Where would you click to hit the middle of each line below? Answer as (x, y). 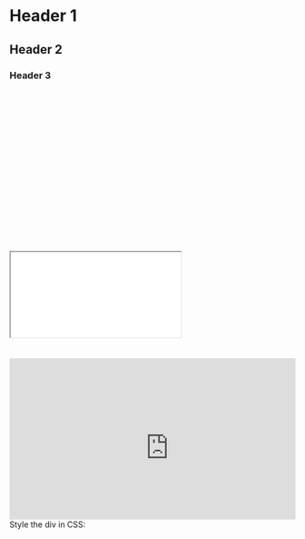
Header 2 (36, 50)
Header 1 (43, 16)
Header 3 (30, 75)
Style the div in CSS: (48, 524)
